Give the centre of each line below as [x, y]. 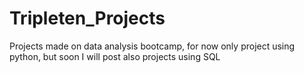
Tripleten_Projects [87, 18]
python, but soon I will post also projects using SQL [115, 56]
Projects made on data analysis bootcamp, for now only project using [152, 46]
